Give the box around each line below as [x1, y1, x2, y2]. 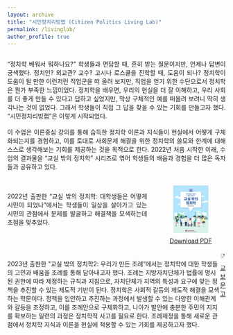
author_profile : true [7, 33, 70, 40]
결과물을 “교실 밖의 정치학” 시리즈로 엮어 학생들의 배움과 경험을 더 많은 [20, 154, 213, 162]
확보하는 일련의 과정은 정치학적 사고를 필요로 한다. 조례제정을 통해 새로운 [14, 311, 211, 320]
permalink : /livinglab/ [7, 26, 76, 33]
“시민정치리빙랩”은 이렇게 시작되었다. [7, 112, 107, 121]
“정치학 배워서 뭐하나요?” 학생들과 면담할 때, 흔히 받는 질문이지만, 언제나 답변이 [7, 60, 226, 69]
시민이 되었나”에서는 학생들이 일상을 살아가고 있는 [7, 201, 148, 209]
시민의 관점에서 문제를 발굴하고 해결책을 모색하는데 [7, 209, 148, 218]
